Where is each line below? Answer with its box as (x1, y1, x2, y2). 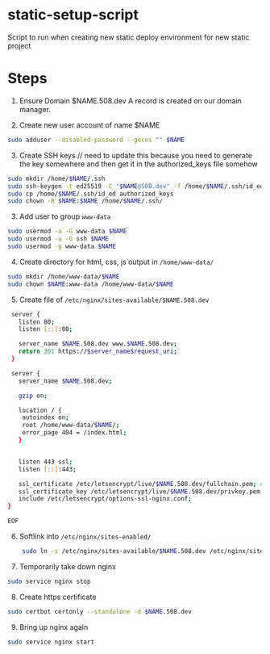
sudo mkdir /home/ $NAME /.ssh (7, 174, 106, 182)
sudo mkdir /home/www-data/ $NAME (7, 272, 120, 280)
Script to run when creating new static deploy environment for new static (7, 32, 250, 42)
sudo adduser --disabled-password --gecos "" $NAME (7, 136, 185, 144)
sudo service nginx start (7, 638, 94, 646)
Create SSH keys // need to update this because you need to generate (19, 150, 253, 160)
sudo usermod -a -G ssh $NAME (7, 235, 110, 243)
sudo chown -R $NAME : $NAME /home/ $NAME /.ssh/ (7, 197, 163, 205)
